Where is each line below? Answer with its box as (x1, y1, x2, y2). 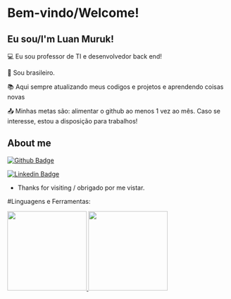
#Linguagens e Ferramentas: (7, 197, 91, 205)
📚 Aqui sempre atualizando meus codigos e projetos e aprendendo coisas (7, 83, 224, 91)
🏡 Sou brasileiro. (7, 68, 55, 77)
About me (7, 138, 51, 149)
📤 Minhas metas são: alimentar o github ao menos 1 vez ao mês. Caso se (7, 107, 220, 115)
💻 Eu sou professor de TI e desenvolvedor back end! (7, 52, 162, 61)
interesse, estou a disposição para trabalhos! (7, 117, 138, 125)
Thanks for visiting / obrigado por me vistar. (17, 183, 145, 192)
